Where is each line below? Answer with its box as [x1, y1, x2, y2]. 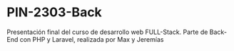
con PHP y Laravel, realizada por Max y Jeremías [19, 35, 164, 43]
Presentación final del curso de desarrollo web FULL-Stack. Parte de [6, 28, 208, 36]
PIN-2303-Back [6, 4, 103, 21]
